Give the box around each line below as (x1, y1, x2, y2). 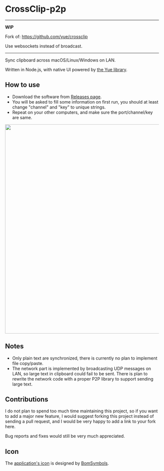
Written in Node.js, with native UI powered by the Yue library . (5, 66, 128, 72)
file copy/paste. (12, 360, 44, 366)
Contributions (5, 395, 48, 404)
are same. (12, 114, 33, 120)
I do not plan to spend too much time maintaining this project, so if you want (5, 408, 158, 414)
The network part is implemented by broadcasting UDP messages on (12, 365, 151, 371)
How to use (5, 81, 40, 89)
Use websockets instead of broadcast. (5, 43, 83, 49)
